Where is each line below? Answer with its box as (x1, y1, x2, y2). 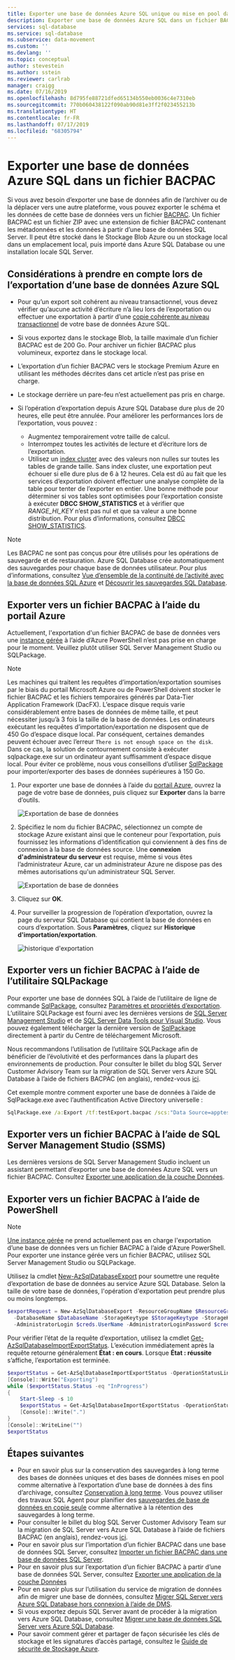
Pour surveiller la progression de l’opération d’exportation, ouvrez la (17, 908, 213, 916)
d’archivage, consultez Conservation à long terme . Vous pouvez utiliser (17, 1488, 223, 1497)
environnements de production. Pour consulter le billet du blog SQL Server (7, 1059, 222, 1068)
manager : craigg (7, 82, 55, 89)
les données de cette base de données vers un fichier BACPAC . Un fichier (7, 211, 220, 219)
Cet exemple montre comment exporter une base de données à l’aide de (7, 1088, 216, 1096)
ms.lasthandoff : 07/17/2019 (7, 120, 90, 128)
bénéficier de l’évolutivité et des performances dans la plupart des (7, 1052, 199, 1060)
